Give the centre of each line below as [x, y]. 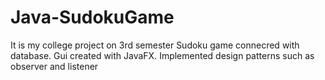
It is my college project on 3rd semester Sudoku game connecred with [155, 45]
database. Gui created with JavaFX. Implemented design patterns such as [162, 55]
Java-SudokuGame [92, 17]
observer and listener [54, 66]
